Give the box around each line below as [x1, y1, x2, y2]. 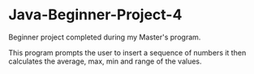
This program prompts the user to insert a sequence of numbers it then [8, 47, 247, 57]
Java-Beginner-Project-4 [8, 6, 183, 24]
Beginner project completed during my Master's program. [8, 32, 201, 42]
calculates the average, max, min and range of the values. [8, 56, 202, 66]
